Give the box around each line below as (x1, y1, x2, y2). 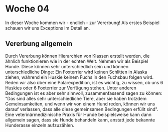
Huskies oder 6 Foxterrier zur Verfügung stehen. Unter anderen (5, 85, 137, 91)
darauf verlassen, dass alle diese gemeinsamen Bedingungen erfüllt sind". (5, 106, 159, 112)
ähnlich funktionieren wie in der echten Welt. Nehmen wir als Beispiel (5, 58, 148, 64)
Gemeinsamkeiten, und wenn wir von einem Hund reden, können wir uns (5, 101, 155, 107)
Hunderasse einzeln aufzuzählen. (5, 122, 74, 128)
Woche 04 (5, 3, 49, 15)
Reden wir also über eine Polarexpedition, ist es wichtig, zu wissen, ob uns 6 (5, 79, 163, 85)
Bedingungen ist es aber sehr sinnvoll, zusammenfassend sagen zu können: (5, 90, 162, 96)
